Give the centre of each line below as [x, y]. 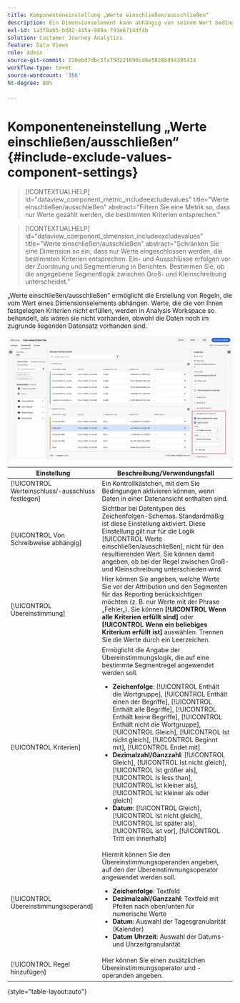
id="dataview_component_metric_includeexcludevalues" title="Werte [127, 199]
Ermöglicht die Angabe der [141, 649]
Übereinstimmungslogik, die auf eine [155, 657]
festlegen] [25, 498]
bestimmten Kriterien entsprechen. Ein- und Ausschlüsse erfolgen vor [127, 259]
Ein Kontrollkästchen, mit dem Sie [151, 483]
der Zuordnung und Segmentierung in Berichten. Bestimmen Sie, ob [125, 266]
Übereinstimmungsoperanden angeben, [160, 862]
